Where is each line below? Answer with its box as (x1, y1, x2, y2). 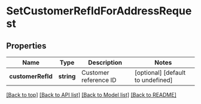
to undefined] (134, 76, 173, 84)
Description (88, 59, 123, 66)
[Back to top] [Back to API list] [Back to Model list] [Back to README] (6, 91, 176, 98)
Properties (6, 41, 47, 51)
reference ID (81, 76, 117, 84)
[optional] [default (134, 69, 186, 77)
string (58, 72, 76, 80)
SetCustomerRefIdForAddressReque (6, 4, 192, 18)
